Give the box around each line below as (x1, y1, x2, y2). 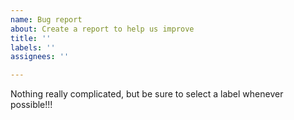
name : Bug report (10, 14, 83, 25)
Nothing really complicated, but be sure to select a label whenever (10, 88, 284, 100)
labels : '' (10, 42, 56, 53)
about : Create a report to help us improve (10, 24, 195, 34)
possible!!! (10, 99, 53, 111)
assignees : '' (10, 52, 70, 62)
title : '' (10, 33, 52, 43)
